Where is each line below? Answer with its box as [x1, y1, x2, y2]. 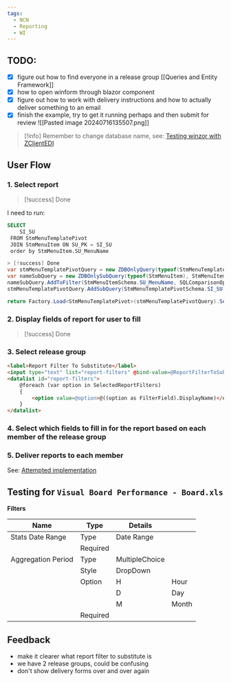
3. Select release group [7, 346, 86, 356]
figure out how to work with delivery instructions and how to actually [16, 96, 212, 104]
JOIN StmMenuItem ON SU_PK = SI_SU [10, 241, 112, 248]
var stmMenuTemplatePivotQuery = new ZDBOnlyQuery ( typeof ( [7, 266, 180, 274]
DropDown [115, 566, 151, 575]
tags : [7, 10, 23, 17]
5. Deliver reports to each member [7, 451, 124, 461]
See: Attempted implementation [7, 466, 97, 474]
